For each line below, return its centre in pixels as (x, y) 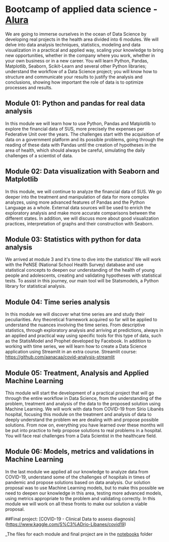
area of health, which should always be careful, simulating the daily (75, 150)
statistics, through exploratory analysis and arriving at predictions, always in (84, 330)
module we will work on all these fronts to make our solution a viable (76, 504)
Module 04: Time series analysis (58, 302)
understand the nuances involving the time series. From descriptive (75, 325)
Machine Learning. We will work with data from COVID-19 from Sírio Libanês (84, 409)
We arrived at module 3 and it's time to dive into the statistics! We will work (83, 259)
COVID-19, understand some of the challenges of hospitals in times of (78, 477)
